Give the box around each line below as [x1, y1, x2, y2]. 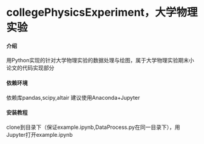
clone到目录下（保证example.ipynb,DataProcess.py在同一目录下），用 [6, 123, 180, 131]
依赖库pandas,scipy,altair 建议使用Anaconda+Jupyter [6, 94, 140, 101]
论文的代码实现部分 [6, 64, 55, 71]
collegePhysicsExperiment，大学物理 [6, 5, 198, 19]
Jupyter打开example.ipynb [6, 131, 73, 138]
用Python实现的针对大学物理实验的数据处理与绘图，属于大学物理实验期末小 [6, 57, 194, 64]
